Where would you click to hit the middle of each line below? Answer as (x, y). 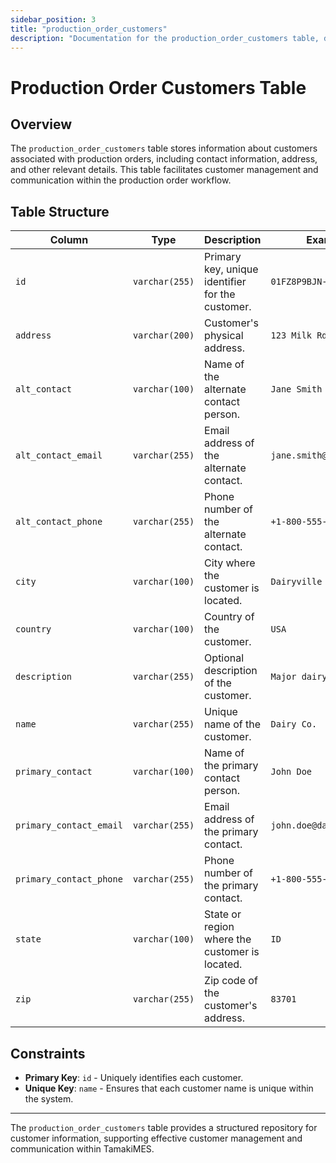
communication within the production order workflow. (121, 180)
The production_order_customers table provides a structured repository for (164, 1127)
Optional (224, 658)
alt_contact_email (59, 455)
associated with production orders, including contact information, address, (164, 159)
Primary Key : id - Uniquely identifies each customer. (134, 1077)
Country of (229, 617)
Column (69, 240)
